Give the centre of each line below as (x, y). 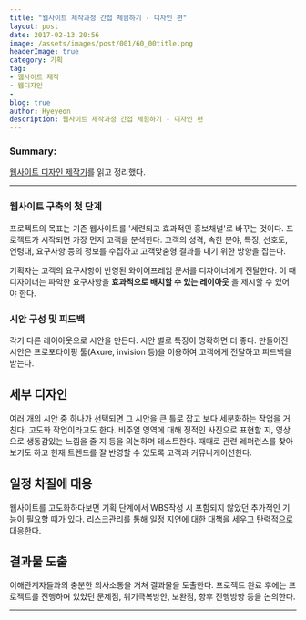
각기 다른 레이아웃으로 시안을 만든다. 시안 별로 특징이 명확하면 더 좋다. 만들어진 (149, 340)
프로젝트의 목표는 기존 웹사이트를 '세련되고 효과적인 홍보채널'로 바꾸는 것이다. (147, 228)
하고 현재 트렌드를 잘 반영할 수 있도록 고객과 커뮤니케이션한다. (143, 452)
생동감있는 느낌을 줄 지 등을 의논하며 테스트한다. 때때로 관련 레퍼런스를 (151, 441)
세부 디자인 (39, 395)
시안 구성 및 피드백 (47, 319)
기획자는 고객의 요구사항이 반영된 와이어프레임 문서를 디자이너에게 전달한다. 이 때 (153, 270)
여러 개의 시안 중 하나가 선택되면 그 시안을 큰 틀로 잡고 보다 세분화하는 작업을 (145, 418)
